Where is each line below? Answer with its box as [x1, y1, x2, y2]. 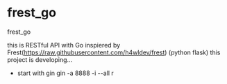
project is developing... [7, 55, 73, 63]
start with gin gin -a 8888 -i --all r [17, 69, 115, 77]
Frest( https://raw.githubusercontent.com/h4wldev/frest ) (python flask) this [7, 48, 221, 56]
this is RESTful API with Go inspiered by [7, 41, 121, 49]
